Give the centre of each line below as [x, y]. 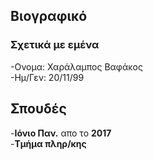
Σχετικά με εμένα [55, 45]
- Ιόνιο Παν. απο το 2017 [61, 133]
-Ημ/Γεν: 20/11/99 [47, 77]
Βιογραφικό [49, 16]
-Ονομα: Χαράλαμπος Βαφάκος [76, 66]
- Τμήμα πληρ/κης [48, 143]
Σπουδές [38, 109]
